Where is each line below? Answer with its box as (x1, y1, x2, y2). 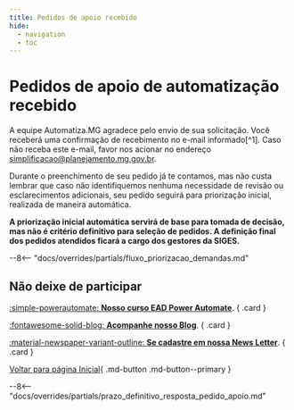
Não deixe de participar (9, 279, 143, 294)
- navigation (17, 29, 66, 38)
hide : (9, 21, 29, 30)
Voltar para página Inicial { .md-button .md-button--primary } (9, 364, 232, 374)
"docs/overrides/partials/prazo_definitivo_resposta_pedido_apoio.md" (9, 390, 266, 401)
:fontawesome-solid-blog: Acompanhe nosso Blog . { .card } (9, 320, 232, 331)
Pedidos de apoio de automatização (9, 77, 280, 96)
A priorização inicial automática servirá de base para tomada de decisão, (9, 216, 285, 228)
